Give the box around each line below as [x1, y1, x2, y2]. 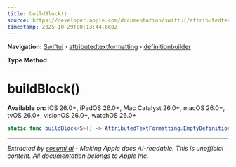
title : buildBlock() [7, 10, 68, 18]
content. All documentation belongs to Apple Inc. [7, 152, 149, 160]
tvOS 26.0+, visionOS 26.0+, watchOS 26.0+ [7, 112, 137, 120]
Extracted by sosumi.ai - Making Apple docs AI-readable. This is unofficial [7, 145, 223, 153]
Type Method [7, 56, 48, 65]
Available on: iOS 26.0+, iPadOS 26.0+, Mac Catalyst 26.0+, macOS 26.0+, [7, 104, 225, 112]
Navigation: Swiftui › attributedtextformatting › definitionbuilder [7, 43, 191, 51]
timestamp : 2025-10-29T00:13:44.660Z [7, 23, 118, 30]
